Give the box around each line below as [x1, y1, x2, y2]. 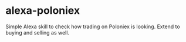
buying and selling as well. [5, 29, 70, 36]
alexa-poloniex [5, 4, 80, 17]
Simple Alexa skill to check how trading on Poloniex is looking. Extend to [5, 23, 180, 30]
